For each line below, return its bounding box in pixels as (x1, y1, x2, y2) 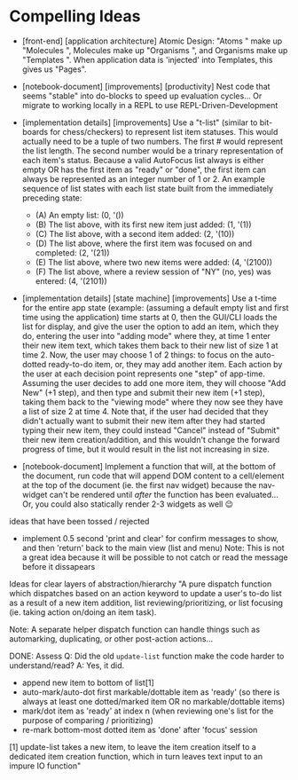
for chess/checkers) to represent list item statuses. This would (50, 126, 278, 137)
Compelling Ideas (9, 6, 141, 27)
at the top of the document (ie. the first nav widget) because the (21, 479, 257, 490)
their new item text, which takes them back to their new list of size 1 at (21, 340, 278, 351)
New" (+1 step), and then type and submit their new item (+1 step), (21, 387, 265, 398)
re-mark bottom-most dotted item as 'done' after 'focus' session (21, 724, 258, 735)
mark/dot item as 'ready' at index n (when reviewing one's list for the (21, 705, 274, 716)
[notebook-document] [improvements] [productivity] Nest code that (21, 81, 271, 91)
